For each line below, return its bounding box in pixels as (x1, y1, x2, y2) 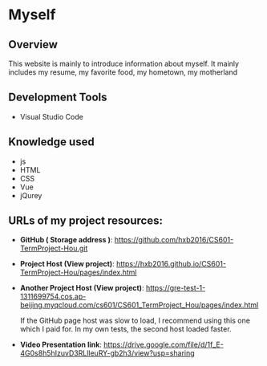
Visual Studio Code (19, 112, 84, 121)
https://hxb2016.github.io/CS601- (115, 259, 227, 269)
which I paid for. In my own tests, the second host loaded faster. (19, 324, 232, 334)
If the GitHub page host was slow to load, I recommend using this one (19, 315, 251, 326)
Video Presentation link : (19, 340, 103, 350)
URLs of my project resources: (8, 214, 163, 228)
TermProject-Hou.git (19, 243, 88, 254)
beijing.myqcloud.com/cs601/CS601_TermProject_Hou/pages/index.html (19, 300, 259, 310)
